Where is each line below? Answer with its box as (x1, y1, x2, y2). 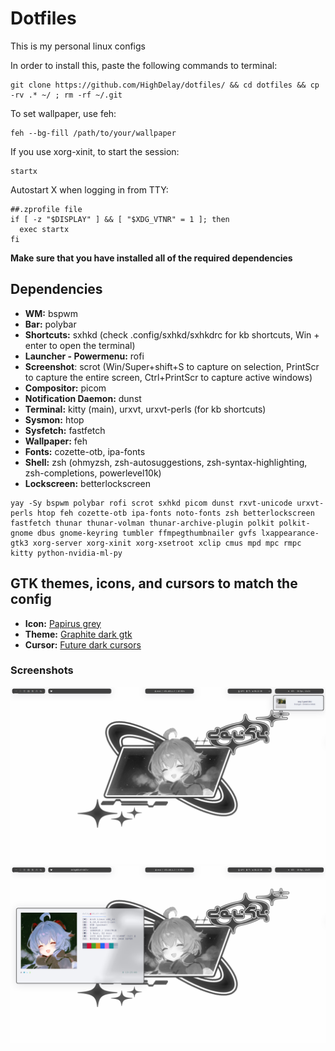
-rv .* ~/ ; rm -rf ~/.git (10, 90, 123, 100)
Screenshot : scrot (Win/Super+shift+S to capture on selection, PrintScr (24, 360, 320, 372)
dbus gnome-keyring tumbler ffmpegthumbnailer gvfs (36, 528, 257, 538)
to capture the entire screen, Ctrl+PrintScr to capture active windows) (24, 371, 313, 383)
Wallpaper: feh (24, 435, 88, 447)
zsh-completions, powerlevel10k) (24, 467, 162, 479)
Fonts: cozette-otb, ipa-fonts (24, 445, 146, 457)
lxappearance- (260, 528, 320, 538)
